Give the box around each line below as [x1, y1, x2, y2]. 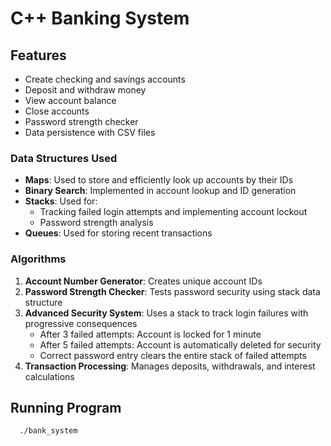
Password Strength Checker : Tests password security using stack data [24, 285, 321, 297]
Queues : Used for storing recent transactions [24, 227, 213, 239]
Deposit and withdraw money [24, 84, 147, 96]
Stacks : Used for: [24, 195, 98, 207]
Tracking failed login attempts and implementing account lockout [39, 206, 308, 218]
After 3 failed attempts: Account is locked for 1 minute [39, 328, 262, 340]
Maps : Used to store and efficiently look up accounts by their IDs [24, 174, 294, 186]
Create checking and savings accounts [24, 73, 186, 85]
